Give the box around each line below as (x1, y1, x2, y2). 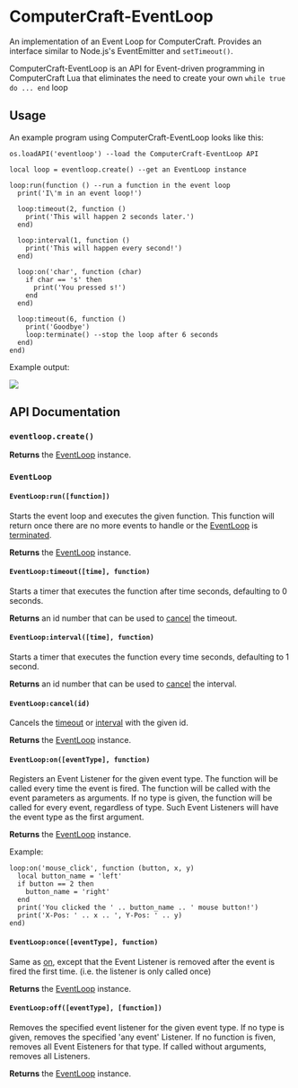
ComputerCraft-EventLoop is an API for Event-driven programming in (9, 63, 265, 74)
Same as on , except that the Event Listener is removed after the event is (9, 956, 276, 967)
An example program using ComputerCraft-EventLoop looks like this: (9, 132, 265, 143)
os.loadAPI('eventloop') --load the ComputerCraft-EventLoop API (9, 149, 259, 158)
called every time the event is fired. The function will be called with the (9, 783, 271, 794)
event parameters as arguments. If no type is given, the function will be (9, 792, 273, 803)
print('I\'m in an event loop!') (17, 189, 143, 198)
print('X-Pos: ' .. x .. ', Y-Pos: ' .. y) (17, 911, 182, 920)
